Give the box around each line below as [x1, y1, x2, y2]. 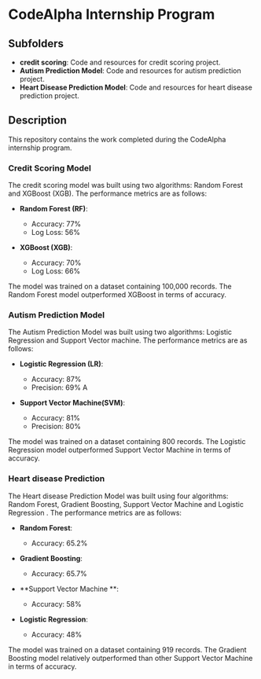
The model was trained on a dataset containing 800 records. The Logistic [8, 437, 246, 446]
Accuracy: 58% [31, 599, 82, 608]
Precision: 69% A [31, 383, 88, 392]
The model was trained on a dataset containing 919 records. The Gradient [8, 644, 247, 654]
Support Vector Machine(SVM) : [19, 398, 126, 408]
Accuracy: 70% [31, 258, 82, 268]
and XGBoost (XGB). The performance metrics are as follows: [8, 189, 207, 198]
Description [8, 114, 67, 127]
